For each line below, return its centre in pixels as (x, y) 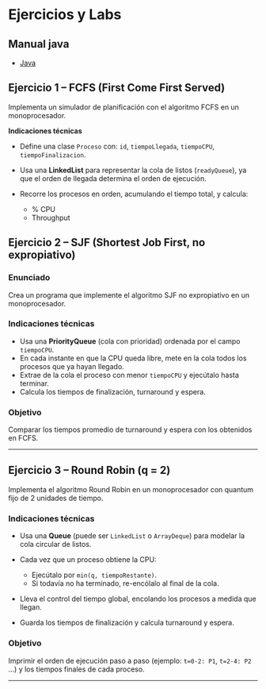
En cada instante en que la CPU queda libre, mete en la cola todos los (133, 358)
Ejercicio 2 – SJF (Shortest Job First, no (107, 242)
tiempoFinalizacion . (53, 154)
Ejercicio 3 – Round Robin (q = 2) (89, 470)
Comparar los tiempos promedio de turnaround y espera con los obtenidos (130, 429)
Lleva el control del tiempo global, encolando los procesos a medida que (138, 599)
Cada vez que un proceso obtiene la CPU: (88, 560)
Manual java (39, 44)
